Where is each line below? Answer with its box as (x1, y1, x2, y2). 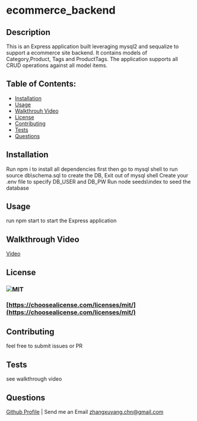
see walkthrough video (6, 375, 62, 382)
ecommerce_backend (6, 4, 116, 17)
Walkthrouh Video (14, 107, 59, 114)
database (6, 184, 30, 192)
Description (6, 27, 50, 37)
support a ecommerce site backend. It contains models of (6, 49, 147, 56)
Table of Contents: (6, 79, 77, 89)
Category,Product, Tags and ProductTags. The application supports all (6, 56, 178, 62)
